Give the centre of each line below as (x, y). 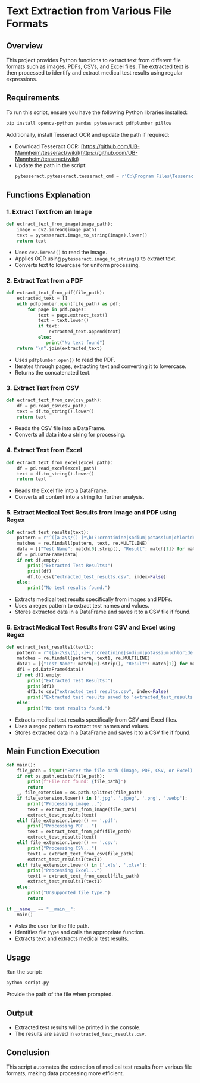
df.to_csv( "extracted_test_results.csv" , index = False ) (97, 577)
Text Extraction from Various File (89, 11)
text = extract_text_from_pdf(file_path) (80, 832)
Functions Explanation (49, 194)
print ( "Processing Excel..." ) (65, 870)
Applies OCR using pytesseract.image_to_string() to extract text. (96, 259)
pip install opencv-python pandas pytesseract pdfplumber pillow (89, 123)
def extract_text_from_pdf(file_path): (56, 293)
